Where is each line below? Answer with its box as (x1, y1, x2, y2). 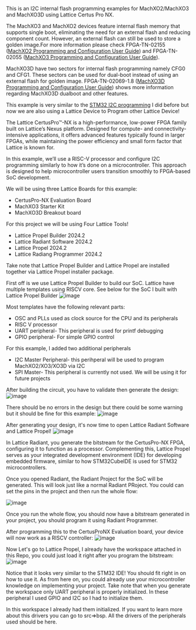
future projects (14, 375, 51, 382)
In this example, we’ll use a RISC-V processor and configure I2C (6, 155, 160, 162)
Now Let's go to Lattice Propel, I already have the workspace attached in (6, 546, 181, 553)
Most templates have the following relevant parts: (6, 303, 125, 310)
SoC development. (6, 174, 51, 181)
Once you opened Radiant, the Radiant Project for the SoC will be (6, 475, 163, 482)
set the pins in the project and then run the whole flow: (6, 488, 138, 494)
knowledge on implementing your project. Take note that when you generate (6, 582, 190, 589)
